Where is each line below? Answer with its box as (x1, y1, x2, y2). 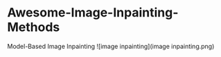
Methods (7, 19, 60, 35)
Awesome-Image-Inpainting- (7, 5, 179, 21)
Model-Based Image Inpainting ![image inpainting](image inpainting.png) (7, 42, 215, 50)
